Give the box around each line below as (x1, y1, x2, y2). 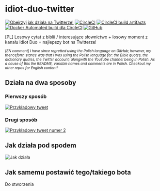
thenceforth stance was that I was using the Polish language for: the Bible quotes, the (5, 52, 148, 58)
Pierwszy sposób (5, 93, 47, 100)
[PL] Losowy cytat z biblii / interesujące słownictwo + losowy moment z (5, 34, 148, 40)
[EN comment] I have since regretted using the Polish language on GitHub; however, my (5, 48, 151, 53)
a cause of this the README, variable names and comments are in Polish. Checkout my (5, 61, 151, 66)
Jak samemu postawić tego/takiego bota (5, 168, 131, 176)
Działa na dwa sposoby (5, 79, 77, 87)
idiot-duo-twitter (5, 3, 75, 15)
